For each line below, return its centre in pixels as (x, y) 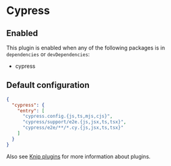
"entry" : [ (31, 110)
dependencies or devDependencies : (48, 54)
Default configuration (48, 85)
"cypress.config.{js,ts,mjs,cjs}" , (68, 117)
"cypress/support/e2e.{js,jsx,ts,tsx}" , (74, 122)
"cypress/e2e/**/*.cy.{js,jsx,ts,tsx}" (73, 128)
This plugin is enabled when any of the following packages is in (86, 48)
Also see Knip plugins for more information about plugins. (79, 156)
